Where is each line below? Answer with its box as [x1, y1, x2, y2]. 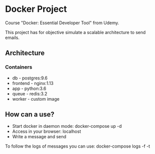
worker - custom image [12, 96, 60, 102]
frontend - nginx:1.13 [12, 80, 54, 86]
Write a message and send [12, 134, 67, 140]
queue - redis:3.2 [12, 90, 48, 97]
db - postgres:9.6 [12, 75, 48, 81]
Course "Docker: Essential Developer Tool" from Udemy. [5, 20, 119, 26]
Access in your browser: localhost [12, 128, 81, 134]
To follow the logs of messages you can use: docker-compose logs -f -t [5, 143, 151, 149]
